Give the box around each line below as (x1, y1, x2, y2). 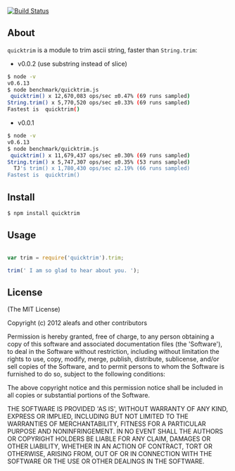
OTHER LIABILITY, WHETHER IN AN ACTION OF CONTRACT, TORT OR (7, 442, 212, 451)
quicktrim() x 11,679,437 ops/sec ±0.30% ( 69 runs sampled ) (10, 152, 191, 159)
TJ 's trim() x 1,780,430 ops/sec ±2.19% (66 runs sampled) (13, 165, 191, 172)
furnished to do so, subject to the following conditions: (7, 370, 165, 379)
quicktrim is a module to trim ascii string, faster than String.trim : (7, 46, 198, 54)
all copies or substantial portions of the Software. (7, 391, 150, 400)
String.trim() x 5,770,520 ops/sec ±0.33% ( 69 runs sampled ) (7, 99, 191, 106)
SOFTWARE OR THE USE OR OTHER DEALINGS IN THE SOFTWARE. (7, 457, 205, 465)
